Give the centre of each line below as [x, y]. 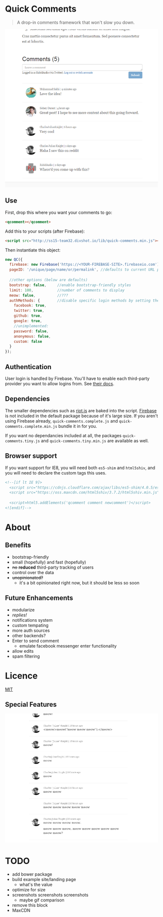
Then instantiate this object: [33, 250]
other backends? [29, 635]
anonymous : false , [32, 336]
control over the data [33, 572]
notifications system [32, 620]
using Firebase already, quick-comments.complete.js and [61, 421]
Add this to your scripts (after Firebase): [45, 231]
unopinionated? [28, 577]
